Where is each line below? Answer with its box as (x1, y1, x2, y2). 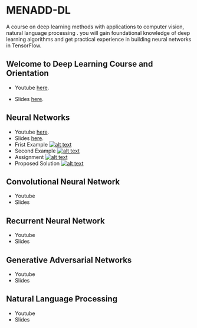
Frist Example (14, 141, 48, 148)
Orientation (6, 69, 49, 79)
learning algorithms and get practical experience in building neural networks (6, 35, 192, 43)
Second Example (14, 147, 56, 154)
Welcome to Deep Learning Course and (6, 59, 153, 69)
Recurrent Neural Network (6, 216, 105, 226)
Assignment (14, 153, 44, 160)
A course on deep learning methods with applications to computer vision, (6, 23, 185, 30)
